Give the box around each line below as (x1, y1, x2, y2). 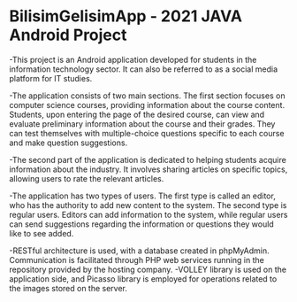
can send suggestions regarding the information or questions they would (9, 219, 274, 229)
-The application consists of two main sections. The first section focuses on (9, 90, 286, 101)
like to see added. (9, 228, 74, 238)
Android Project (9, 25, 127, 45)
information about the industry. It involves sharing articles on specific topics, (9, 164, 288, 174)
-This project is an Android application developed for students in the (9, 54, 257, 65)
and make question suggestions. (9, 137, 128, 148)
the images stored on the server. (9, 283, 128, 293)
